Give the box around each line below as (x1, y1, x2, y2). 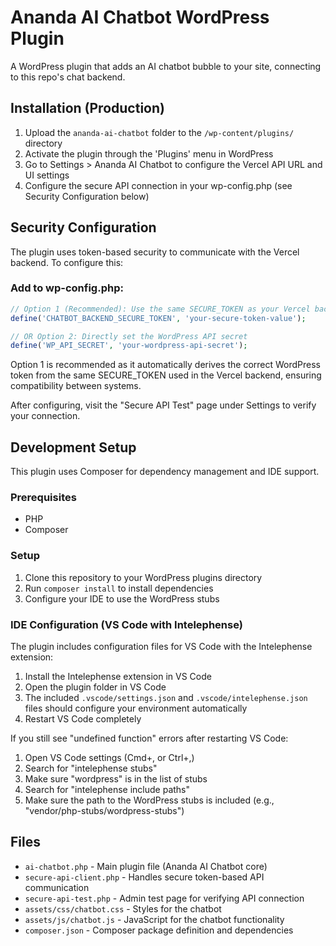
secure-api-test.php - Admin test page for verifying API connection (24, 892, 305, 904)
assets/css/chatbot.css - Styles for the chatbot (24, 902, 222, 915)
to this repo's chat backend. (10, 71, 126, 83)
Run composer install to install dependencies (24, 582, 214, 594)
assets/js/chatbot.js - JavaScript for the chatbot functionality (24, 913, 285, 925)
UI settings (24, 169, 70, 181)
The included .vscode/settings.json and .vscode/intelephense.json (24, 692, 308, 704)
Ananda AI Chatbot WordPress (10, 6, 270, 29)
